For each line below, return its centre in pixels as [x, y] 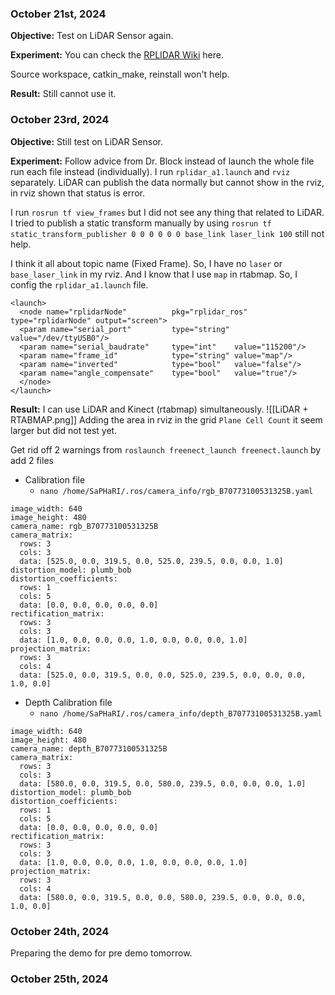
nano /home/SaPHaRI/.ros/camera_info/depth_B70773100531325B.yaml [181, 713]
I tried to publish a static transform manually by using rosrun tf [141, 223]
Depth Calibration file [68, 702]
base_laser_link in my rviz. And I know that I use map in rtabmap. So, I [154, 274]
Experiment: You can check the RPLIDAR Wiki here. [117, 55]
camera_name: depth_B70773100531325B [89, 748]
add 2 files [32, 460]
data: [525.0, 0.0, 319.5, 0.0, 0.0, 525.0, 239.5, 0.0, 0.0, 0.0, [163, 675]
